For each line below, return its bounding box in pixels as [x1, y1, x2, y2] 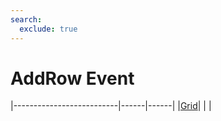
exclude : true [19, 24, 78, 34]
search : [10, 14, 43, 25]
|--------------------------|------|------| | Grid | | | [10, 100, 212, 112]
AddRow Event [10, 67, 135, 90]
